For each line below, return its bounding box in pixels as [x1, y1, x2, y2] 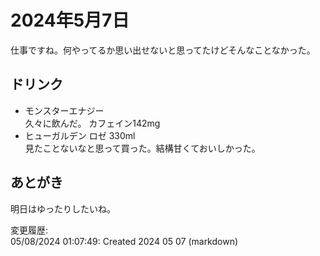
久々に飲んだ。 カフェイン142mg [24, 117, 161, 129]
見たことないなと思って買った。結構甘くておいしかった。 [24, 142, 261, 154]
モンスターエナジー [24, 104, 105, 116]
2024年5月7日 [10, 9, 130, 32]
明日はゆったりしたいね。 [10, 202, 116, 215]
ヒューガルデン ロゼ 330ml [24, 129, 136, 141]
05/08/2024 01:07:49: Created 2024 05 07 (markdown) [10, 235, 239, 247]
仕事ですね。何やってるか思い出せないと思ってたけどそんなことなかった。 [10, 44, 316, 56]
